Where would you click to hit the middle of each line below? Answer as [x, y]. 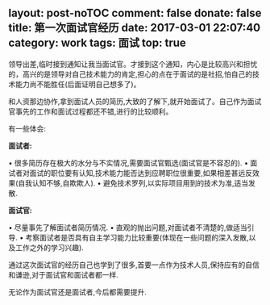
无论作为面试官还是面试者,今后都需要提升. [78, 292]
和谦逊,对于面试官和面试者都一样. [64, 274]
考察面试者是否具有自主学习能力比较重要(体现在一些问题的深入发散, [137, 237]
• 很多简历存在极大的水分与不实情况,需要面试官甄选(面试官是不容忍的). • [128, 163]
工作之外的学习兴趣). [50, 247]
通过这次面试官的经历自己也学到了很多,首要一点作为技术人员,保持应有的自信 [134, 265]
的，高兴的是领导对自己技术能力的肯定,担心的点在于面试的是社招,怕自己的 [131, 74]
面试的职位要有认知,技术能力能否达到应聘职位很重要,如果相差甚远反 [141, 173]
